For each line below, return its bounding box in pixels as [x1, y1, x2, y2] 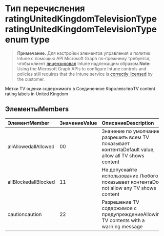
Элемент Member [7, 119, 50, 126]
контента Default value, [102, 146, 155, 153]
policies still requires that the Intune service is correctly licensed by [17, 71, 153, 77]
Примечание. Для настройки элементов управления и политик [17, 50, 151, 56]
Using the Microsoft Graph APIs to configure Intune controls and [17, 65, 146, 71]
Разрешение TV [102, 198, 140, 205]
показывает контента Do [102, 178, 159, 185]
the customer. [17, 76, 45, 82]
